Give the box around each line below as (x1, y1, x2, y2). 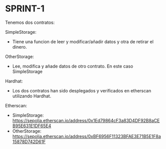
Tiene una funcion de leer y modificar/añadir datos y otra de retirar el (12, 38, 154, 45)
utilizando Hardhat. (12, 93, 52, 99)
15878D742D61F (12, 139, 46, 145)
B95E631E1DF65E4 (12, 123, 52, 129)
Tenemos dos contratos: (5, 19, 55, 25)
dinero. (12, 44, 27, 50)
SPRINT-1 (5, 3, 45, 14)
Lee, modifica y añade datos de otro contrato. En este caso (12, 63, 133, 69)
